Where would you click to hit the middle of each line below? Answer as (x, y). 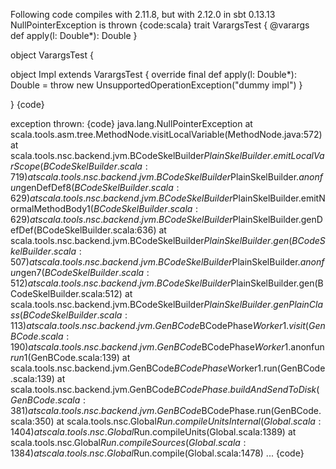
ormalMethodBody (49, 208)
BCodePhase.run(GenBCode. (261, 410)
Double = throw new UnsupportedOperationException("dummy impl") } (156, 85)
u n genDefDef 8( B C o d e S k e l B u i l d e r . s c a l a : (95, 187)
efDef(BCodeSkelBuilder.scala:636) (83, 230)
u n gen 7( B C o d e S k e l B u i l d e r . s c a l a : (80, 272)
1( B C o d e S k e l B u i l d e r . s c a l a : (142, 208)
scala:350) (32, 421)
